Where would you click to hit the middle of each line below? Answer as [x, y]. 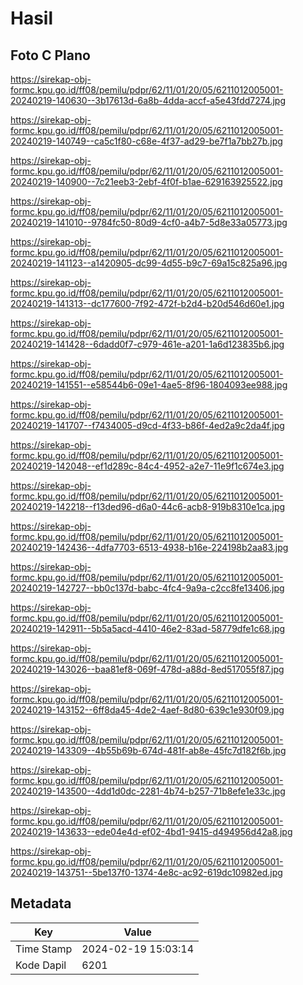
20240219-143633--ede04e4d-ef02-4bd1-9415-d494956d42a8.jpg [151, 831]
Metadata [41, 903]
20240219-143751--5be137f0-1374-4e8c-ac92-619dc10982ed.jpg [146, 872]
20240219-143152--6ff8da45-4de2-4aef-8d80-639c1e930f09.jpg [147, 710]
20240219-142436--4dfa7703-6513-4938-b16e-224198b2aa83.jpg [149, 547]
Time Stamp [44, 949]
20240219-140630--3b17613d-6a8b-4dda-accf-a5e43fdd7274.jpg [148, 100]
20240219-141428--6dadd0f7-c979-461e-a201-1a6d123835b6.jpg [147, 344]
